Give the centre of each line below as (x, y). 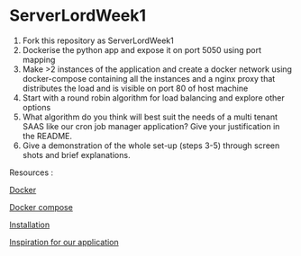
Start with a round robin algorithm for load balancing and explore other (154, 97)
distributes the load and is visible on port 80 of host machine (135, 88)
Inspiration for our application (64, 242)
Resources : (32, 172)
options (36, 107)
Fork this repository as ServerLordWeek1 (98, 40)
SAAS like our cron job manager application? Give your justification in (151, 126)
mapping (39, 59)
